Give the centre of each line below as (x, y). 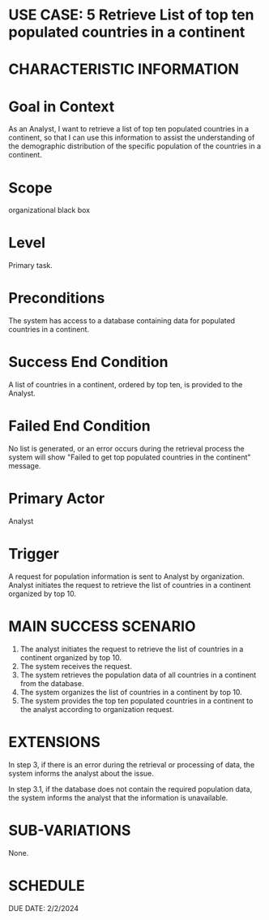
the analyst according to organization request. (97, 709)
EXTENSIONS (55, 742)
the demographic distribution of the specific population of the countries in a (135, 146)
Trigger (34, 554)
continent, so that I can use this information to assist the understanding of (132, 138)
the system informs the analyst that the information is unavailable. (118, 797)
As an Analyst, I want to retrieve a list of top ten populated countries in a (129, 129)
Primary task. (30, 266)
